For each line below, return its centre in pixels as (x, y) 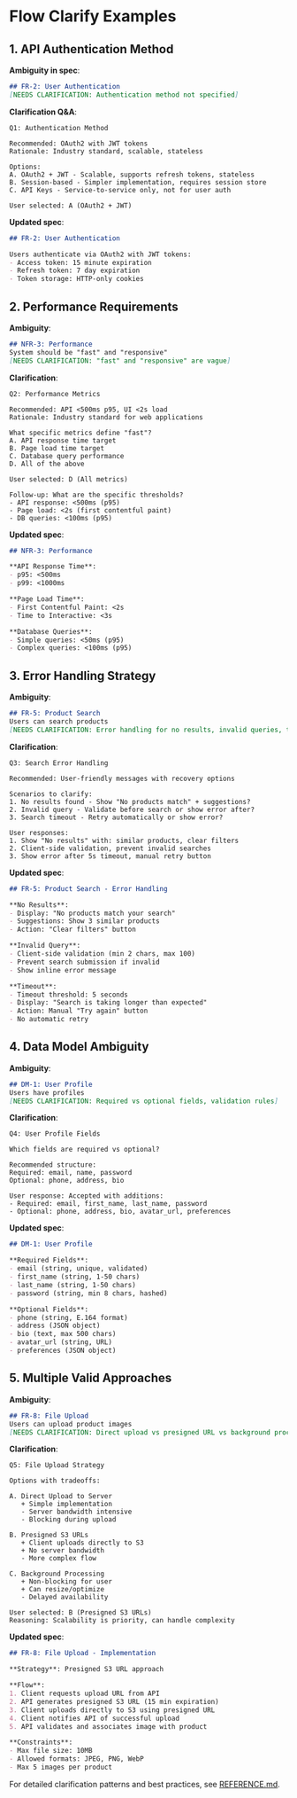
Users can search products (59, 722)
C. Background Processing (57, 1574)
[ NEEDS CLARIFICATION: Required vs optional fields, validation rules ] (144, 1101)
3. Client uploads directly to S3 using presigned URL (112, 1710)
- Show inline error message (63, 970)
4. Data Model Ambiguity (79, 1047)
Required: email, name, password (71, 1173)
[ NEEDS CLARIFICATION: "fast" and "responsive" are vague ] (120, 361)
